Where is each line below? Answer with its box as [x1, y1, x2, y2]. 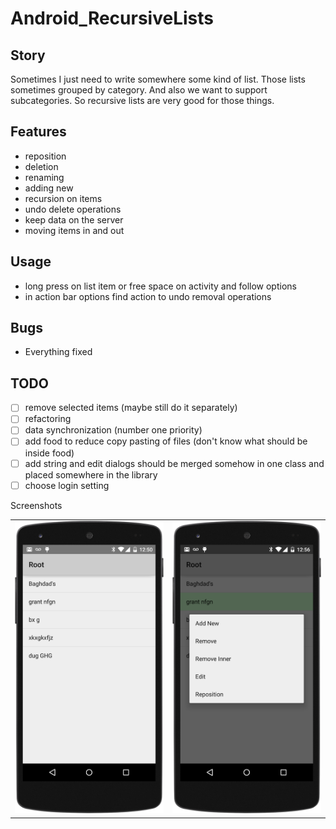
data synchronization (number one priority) [24, 424, 203, 436]
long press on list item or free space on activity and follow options [24, 280, 297, 292]
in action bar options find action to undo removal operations [24, 290, 272, 302]
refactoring [24, 413, 72, 425]
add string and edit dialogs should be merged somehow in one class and [24, 457, 325, 469]
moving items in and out [24, 224, 125, 236]
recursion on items [24, 192, 103, 204]
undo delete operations [24, 203, 122, 215]
